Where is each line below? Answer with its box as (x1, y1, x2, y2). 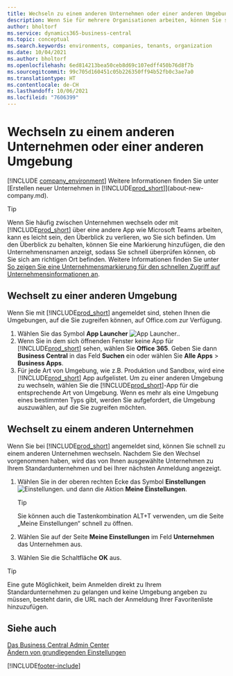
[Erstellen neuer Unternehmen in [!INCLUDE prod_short (7, 183, 164, 192)
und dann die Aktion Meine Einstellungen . (66, 484, 187, 493)
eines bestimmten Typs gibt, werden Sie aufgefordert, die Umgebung (17, 395, 216, 404)
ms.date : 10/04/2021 (7, 49, 67, 56)
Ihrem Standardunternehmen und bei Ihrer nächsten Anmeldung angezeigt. (7, 463, 222, 472)
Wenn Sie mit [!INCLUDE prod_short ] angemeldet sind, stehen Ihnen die (7, 308, 211, 317)
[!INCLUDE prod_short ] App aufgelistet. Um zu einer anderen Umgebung (17, 373, 223, 382)
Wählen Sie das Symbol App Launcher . (17, 329, 180, 338)
